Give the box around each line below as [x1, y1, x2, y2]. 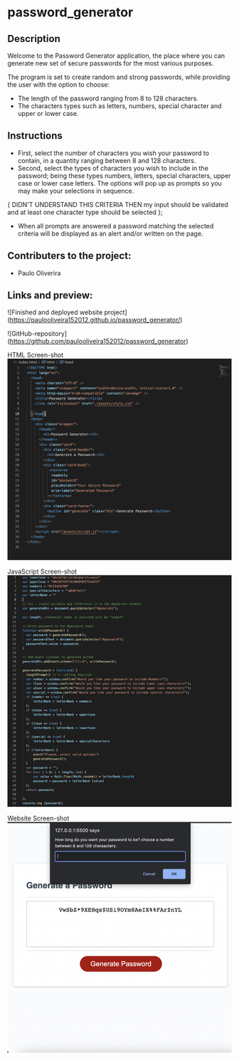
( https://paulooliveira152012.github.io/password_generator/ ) [7, 316, 183, 324]
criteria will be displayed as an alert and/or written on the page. [17, 229, 203, 238]
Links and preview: [7, 290, 93, 302]
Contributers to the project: [7, 250, 132, 262]
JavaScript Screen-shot [7, 567, 77, 576]
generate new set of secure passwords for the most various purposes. [7, 59, 214, 68]
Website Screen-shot [7, 814, 70, 822]
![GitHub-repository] [7, 329, 68, 338]
